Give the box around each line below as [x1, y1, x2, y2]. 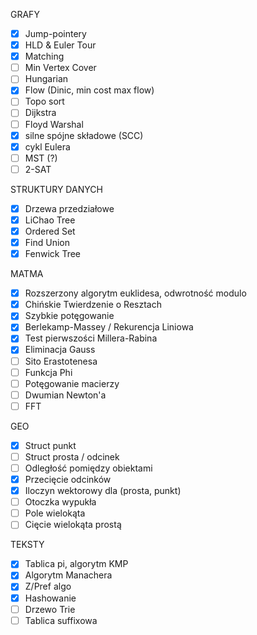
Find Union [24, 237, 70, 248]
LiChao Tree [24, 214, 76, 226]
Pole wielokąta [24, 507, 86, 519]
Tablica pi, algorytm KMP [24, 558, 129, 570]
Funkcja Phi [24, 366, 73, 378]
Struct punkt [24, 439, 77, 451]
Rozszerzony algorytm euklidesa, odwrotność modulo [24, 287, 247, 299]
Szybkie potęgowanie [24, 310, 115, 322]
